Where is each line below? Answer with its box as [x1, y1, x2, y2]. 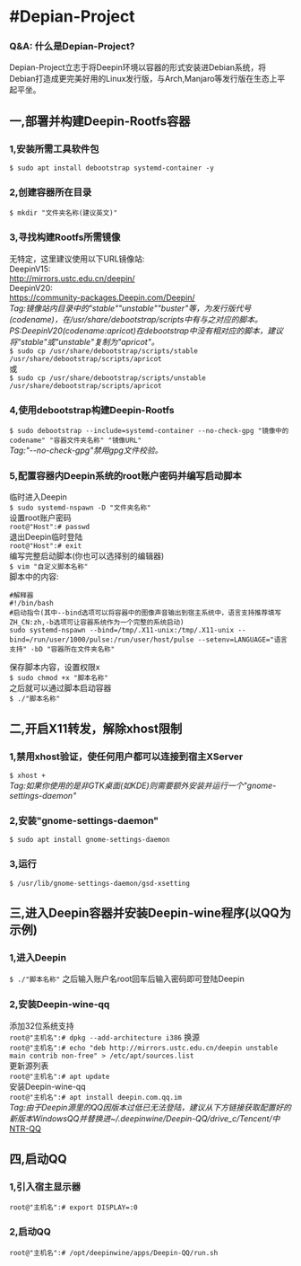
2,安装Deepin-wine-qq [9, 998, 110, 1011]
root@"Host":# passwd [9, 523, 90, 532]
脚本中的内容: [9, 571, 60, 582]
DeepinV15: [9, 263, 51, 274]
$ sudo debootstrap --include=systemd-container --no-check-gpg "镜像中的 [9, 427, 289, 436]
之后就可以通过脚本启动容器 [9, 683, 112, 694]
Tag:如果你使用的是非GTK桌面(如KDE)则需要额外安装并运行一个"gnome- [9, 780, 277, 792]
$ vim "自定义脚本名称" [9, 562, 89, 571]
